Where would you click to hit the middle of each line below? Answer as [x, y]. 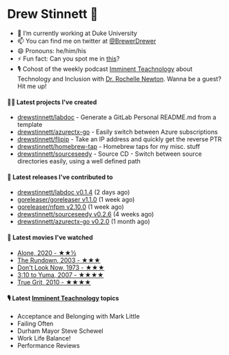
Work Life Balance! [44, 338]
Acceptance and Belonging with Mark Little [78, 316]
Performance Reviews [49, 345]
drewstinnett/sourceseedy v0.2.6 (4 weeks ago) [86, 214]
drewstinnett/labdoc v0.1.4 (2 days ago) [73, 192]
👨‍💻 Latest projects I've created [52, 102]
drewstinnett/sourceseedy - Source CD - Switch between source [109, 154]
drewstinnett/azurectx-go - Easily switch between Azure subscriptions [118, 132]
